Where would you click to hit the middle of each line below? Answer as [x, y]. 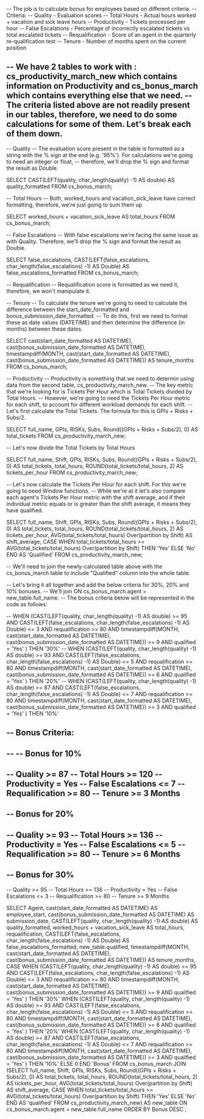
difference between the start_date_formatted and [68, 309]
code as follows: [27, 604]
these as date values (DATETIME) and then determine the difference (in [96, 322]
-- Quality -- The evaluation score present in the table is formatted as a [95, 149]
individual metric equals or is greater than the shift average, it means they [99, 504]
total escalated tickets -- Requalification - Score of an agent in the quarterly [101, 35]
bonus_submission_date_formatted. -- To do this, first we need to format [97, 316]
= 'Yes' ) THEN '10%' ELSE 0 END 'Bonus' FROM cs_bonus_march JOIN [96, 1063]
